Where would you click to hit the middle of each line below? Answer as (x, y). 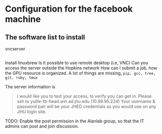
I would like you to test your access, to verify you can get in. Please (84, 96)
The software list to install (45, 37)
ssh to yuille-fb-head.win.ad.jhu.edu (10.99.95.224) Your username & (86, 101)
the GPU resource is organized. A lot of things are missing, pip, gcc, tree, (81, 73)
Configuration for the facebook (69, 9)
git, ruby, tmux (21, 78)
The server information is (30, 87)
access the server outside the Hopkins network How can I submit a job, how (81, 68)
